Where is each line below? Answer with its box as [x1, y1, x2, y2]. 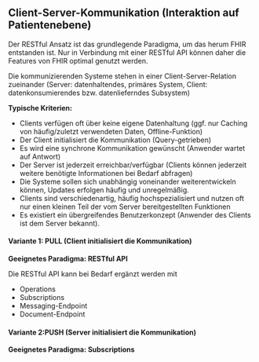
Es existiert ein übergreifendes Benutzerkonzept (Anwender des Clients [19, 210, 251, 219]
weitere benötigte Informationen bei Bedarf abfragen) [19, 168, 193, 177]
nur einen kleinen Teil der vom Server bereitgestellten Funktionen [19, 202, 231, 211]
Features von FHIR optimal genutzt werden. [8, 56, 148, 65]
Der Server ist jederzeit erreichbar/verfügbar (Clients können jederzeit [19, 160, 247, 170]
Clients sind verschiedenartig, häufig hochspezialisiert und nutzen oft [19, 193, 245, 203]
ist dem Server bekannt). [19, 218, 100, 228]
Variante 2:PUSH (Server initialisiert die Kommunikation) [8, 327, 196, 337]
